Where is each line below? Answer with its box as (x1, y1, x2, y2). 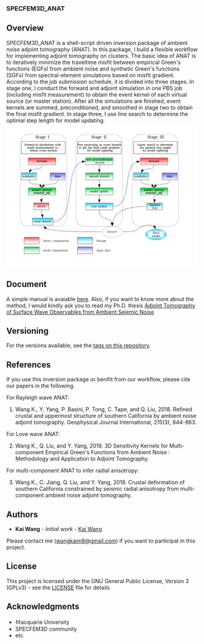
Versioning (6, 325, 49, 336)
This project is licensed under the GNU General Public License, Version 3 (6, 577, 189, 584)
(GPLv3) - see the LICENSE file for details (6, 584, 110, 591)
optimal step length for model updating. (6, 117, 105, 124)
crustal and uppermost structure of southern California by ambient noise (15, 412, 197, 420)
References (6, 359, 51, 370)
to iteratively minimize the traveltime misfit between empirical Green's (6, 58, 181, 66)
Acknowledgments (6, 601, 80, 612)
